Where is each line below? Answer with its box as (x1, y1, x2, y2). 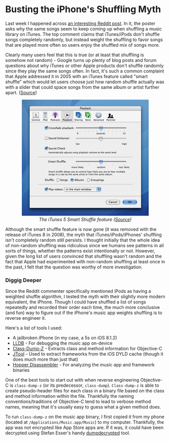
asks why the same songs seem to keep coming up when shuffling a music (5, 25, 162, 31)
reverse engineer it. (5, 315, 46, 321)
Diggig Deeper (5, 277, 42, 284)
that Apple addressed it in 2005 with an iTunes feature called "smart (5, 73, 148, 79)
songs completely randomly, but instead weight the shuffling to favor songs (5, 37, 163, 43)
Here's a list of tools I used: (5, 325, 62, 331)
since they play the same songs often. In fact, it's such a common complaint (5, 67, 164, 74)
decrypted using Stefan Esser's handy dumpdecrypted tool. (5, 430, 130, 436)
